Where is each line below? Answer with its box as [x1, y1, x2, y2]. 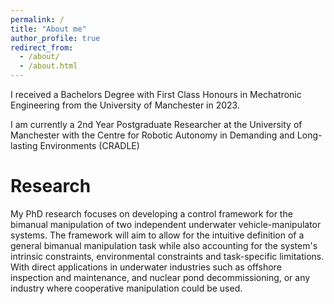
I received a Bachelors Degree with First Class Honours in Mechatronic [10, 89, 302, 100]
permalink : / [10, 14, 65, 25]
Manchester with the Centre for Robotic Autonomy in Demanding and [10, 129, 295, 141]
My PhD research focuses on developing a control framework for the [10, 207, 293, 220]
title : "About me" [10, 24, 87, 34]
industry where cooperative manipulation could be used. [10, 282, 243, 294]
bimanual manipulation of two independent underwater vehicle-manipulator [10, 218, 322, 230]
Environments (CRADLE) [39, 140, 140, 151]
